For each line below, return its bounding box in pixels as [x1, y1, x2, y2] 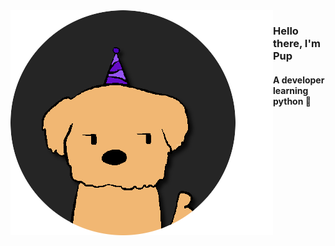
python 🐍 [273, 95, 312, 107]
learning [273, 84, 309, 96]
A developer [273, 74, 325, 86]
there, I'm [273, 36, 321, 50]
